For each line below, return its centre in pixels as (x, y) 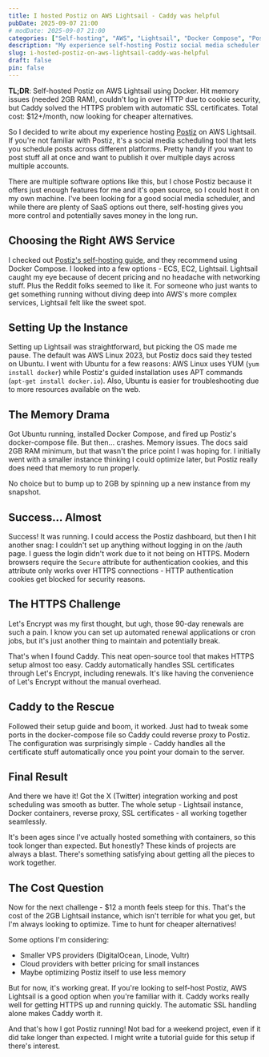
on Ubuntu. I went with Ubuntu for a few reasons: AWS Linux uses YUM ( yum (134, 364)
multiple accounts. (39, 166)
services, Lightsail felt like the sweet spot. (77, 302)
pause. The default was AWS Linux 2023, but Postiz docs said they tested (130, 355)
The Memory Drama (59, 415)
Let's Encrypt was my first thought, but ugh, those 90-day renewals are (126, 623)
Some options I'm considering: (59, 940)
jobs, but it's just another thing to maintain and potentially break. (114, 640)
